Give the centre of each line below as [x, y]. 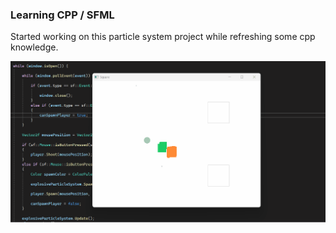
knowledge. [34, 47]
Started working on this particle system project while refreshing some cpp [163, 37]
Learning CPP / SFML [62, 15]
